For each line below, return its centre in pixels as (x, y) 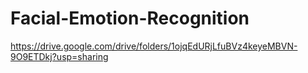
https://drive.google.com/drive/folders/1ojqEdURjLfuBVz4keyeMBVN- (154, 46)
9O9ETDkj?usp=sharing (59, 56)
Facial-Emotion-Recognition (130, 18)
